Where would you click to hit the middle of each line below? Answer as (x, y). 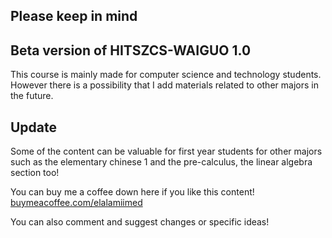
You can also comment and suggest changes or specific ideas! (140, 222)
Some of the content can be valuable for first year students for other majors (166, 151)
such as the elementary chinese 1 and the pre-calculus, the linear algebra (161, 162)
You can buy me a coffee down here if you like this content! (132, 192)
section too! (35, 173)
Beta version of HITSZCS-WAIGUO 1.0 (131, 50)
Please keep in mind (74, 16)
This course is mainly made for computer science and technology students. (166, 75)
